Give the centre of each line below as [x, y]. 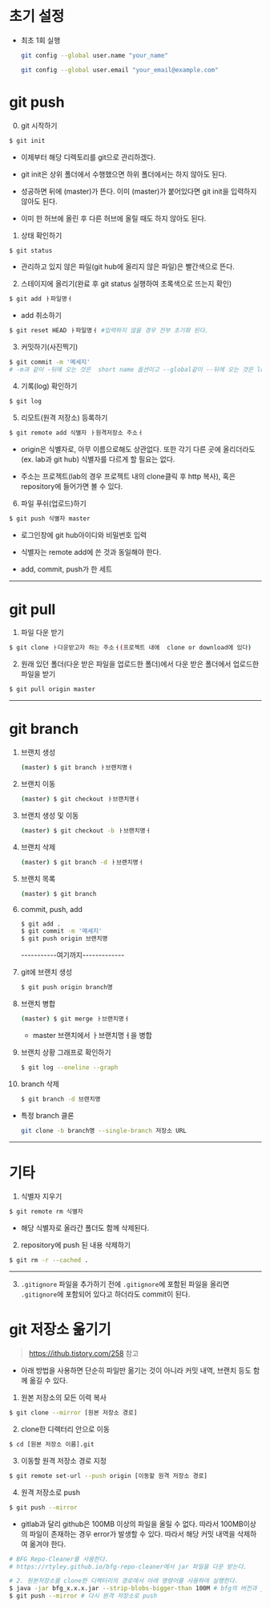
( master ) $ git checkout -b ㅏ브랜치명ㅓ [86, 830]
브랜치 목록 [38, 878]
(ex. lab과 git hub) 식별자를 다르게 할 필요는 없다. [98, 459]
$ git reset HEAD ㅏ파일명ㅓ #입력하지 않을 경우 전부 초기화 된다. [109, 331]
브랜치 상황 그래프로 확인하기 [66, 1052]
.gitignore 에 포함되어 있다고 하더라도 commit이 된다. [105, 1294]
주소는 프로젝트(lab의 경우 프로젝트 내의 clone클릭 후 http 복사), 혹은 [128, 476]
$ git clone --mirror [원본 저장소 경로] [73, 1413]
